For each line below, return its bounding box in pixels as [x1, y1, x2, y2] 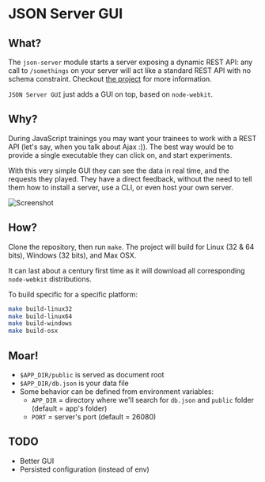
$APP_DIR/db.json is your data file [19, 378, 129, 388]
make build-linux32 [8, 304, 73, 313]
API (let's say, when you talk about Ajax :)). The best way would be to [8, 142, 234, 151]
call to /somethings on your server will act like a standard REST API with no [8, 66, 252, 75]
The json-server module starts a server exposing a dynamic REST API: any [8, 57, 253, 67]
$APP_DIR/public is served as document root [19, 369, 165, 379]
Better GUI [19, 456, 55, 465]
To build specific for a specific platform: [8, 289, 138, 299]
